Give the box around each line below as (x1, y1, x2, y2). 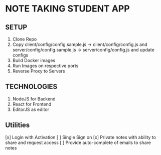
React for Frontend (12, 101, 52, 107)
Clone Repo (12, 36, 37, 42)
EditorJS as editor (12, 106, 49, 112)
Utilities (5, 121, 30, 129)
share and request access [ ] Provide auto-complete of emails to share (5, 139, 151, 145)
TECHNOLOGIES (5, 82, 58, 91)
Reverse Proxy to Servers (12, 68, 65, 74)
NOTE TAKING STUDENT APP (5, 3, 130, 14)
